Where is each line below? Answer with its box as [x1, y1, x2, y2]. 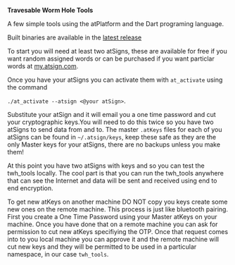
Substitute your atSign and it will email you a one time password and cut [7, 111, 216, 118]
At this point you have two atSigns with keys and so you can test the [7, 161, 205, 170]
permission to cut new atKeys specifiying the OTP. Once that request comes [7, 228, 229, 235]
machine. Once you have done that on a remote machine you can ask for [7, 220, 218, 228]
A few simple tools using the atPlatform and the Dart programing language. [7, 20, 224, 27]
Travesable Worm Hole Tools [7, 6, 94, 14]
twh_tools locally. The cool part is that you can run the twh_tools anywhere [7, 169, 224, 177]
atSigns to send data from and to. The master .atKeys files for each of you [7, 125, 223, 133]
